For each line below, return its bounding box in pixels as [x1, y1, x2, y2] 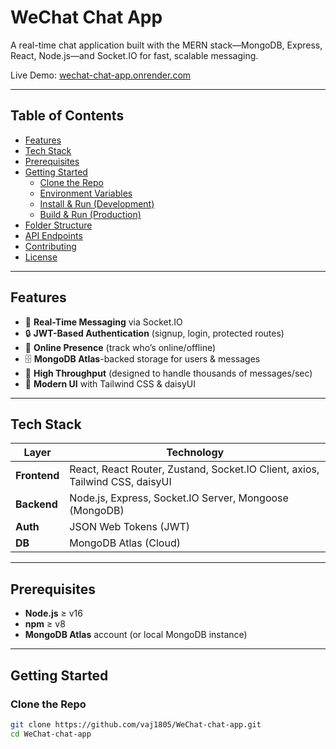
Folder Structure [24, 219, 93, 231]
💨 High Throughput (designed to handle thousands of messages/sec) [24, 367, 313, 379]
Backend [15, 497, 58, 511]
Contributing [24, 240, 77, 252]
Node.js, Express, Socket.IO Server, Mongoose [69, 491, 289, 505]
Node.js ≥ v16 [24, 607, 83, 620]
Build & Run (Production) [39, 208, 142, 220]
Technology [166, 446, 225, 460]
